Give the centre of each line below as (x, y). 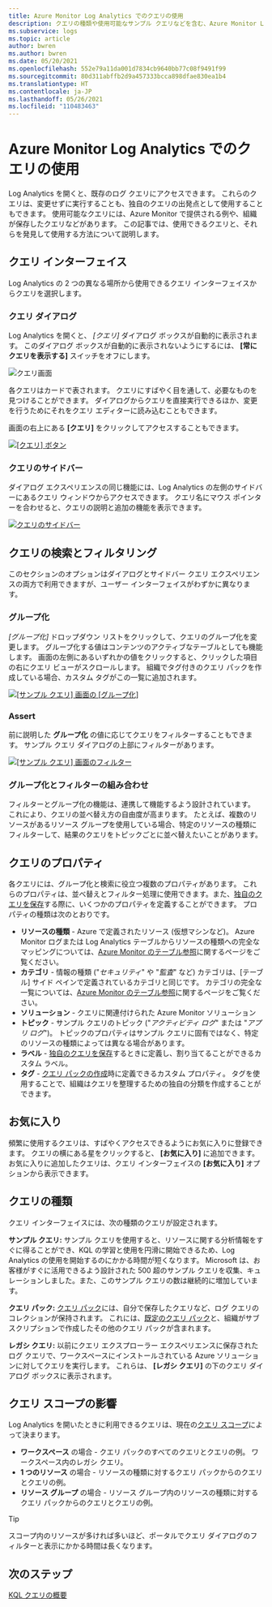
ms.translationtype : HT (49, 84)
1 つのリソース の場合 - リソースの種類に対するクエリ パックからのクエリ (141, 1472)
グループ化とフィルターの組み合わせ (79, 785)
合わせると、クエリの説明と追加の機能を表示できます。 (114, 507)
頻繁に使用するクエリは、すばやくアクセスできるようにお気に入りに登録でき (136, 1143)
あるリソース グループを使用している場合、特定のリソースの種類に (147, 825)
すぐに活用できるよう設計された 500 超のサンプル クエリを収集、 (138, 1270)
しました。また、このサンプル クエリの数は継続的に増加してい (147, 1280)
